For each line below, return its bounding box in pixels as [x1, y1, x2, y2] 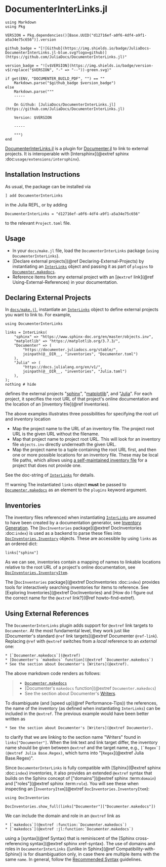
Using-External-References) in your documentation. [12, 279, 118, 285]
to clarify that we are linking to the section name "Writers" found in [5, 734, 141, 740]
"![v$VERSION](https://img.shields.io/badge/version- [40, 63, 154, 68]
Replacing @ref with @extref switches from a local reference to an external [5, 638, 157, 644]
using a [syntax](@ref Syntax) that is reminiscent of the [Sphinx [5, 835, 135, 841]
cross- [135, 835, 149, 841]
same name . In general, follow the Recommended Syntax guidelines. [5, 857, 142, 862]
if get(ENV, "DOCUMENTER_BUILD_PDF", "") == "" [5, 76, 105, 81]
